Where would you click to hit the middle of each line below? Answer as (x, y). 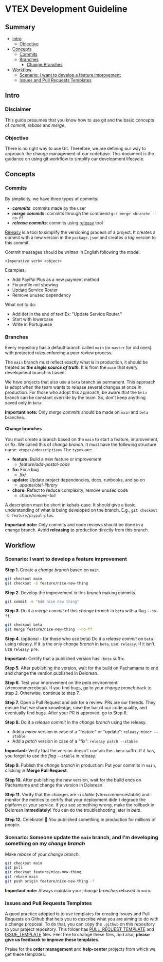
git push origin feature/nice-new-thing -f (50, 882)
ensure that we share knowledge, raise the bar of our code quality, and (76, 708)
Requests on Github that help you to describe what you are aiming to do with (82, 919)
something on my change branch (45, 843)
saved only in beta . (24, 402)
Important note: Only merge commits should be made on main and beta (77, 412)
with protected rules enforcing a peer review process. (59, 353)
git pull (14, 868)
